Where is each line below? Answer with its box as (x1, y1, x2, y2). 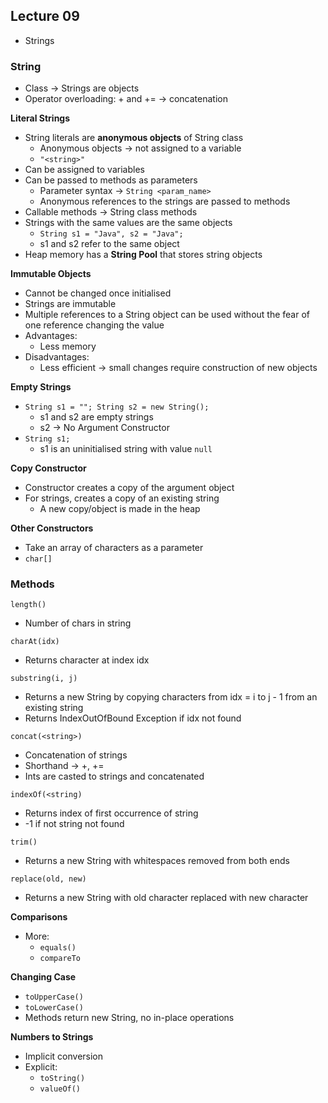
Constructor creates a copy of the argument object (24, 482, 235, 494)
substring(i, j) (10, 674, 78, 684)
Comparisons (10, 911, 68, 923)
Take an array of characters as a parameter (24, 542, 204, 554)
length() (10, 600, 47, 610)
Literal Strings (10, 112, 71, 124)
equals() (39, 943, 77, 953)
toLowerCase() (24, 1003, 84, 1013)
